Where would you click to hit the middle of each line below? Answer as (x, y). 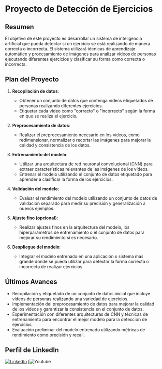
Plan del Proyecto (32, 79)
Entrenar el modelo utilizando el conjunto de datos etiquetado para (86, 174)
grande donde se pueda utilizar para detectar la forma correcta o (84, 261)
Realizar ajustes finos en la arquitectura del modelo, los (74, 227)
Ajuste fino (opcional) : (35, 218)
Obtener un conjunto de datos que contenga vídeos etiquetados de (86, 100)
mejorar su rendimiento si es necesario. (59, 237)
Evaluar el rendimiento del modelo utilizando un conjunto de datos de (88, 198)
